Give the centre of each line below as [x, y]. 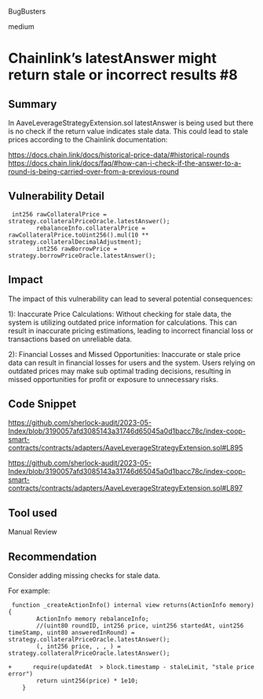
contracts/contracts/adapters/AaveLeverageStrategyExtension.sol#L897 [126, 488]
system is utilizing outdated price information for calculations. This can [122, 322]
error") [21, 674]
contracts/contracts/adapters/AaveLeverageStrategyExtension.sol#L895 [126, 448]
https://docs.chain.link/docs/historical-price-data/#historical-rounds [119, 155]
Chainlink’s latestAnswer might [113, 59]
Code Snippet [42, 404]
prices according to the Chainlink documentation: [88, 140]
